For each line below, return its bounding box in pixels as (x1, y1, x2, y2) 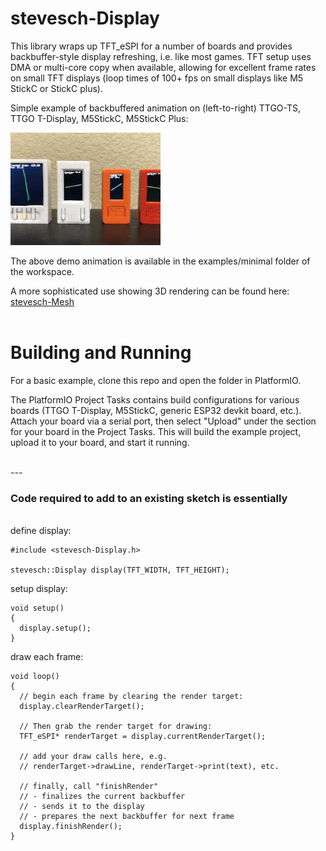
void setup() (10, 603, 65, 614)
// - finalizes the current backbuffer (19, 792, 186, 802)
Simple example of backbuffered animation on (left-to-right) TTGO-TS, (10, 102, 302, 114)
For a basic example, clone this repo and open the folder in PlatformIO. (10, 374, 302, 386)
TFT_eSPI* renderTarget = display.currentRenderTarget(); (19, 732, 267, 742)
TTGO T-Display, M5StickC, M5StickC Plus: (10, 112, 189, 124)
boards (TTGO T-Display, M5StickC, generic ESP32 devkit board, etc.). (10, 404, 302, 416)
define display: (10, 525, 72, 537)
